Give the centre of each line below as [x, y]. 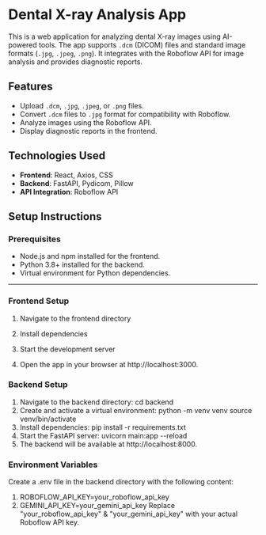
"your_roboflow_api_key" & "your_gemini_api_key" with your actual [129, 514]
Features [30, 87]
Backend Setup [38, 385]
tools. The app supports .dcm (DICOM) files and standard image [142, 44]
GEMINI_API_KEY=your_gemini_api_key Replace [97, 506]
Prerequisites [34, 239]
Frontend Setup [39, 301]
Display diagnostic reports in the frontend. [88, 131]
